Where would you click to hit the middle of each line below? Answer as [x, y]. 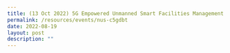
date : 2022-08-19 [32, 26]
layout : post [26, 33]
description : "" [30, 39]
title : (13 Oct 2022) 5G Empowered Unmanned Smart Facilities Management [116, 13]
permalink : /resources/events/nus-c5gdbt [68, 20]
